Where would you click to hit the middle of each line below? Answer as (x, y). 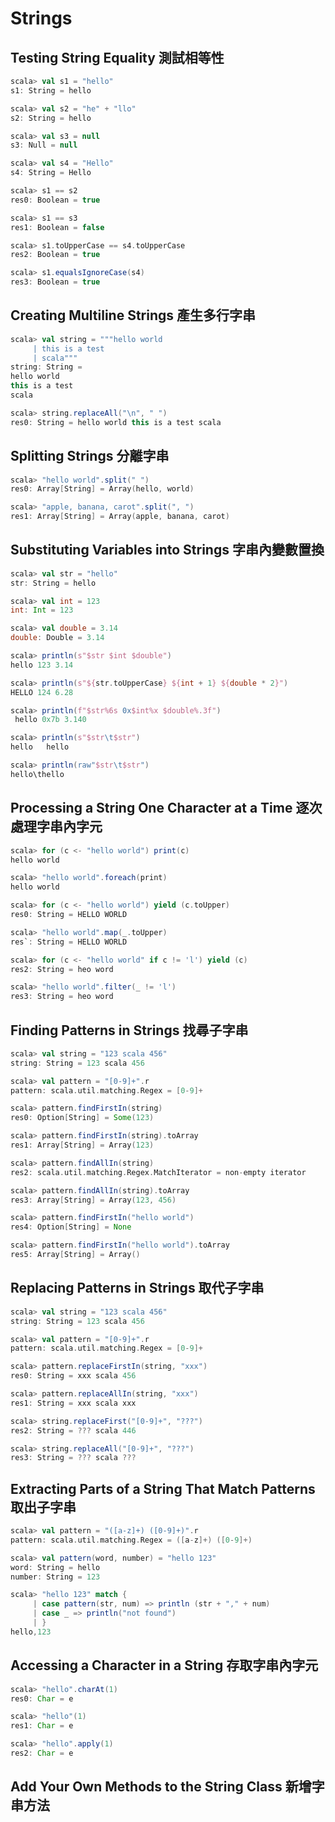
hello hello (40, 747)
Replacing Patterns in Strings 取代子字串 (137, 1288)
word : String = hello (55, 1567)
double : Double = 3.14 (57, 638)
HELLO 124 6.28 (42, 692)
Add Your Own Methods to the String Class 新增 (161, 1787)
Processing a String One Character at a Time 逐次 (166, 808)
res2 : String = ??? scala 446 (73, 1430)
